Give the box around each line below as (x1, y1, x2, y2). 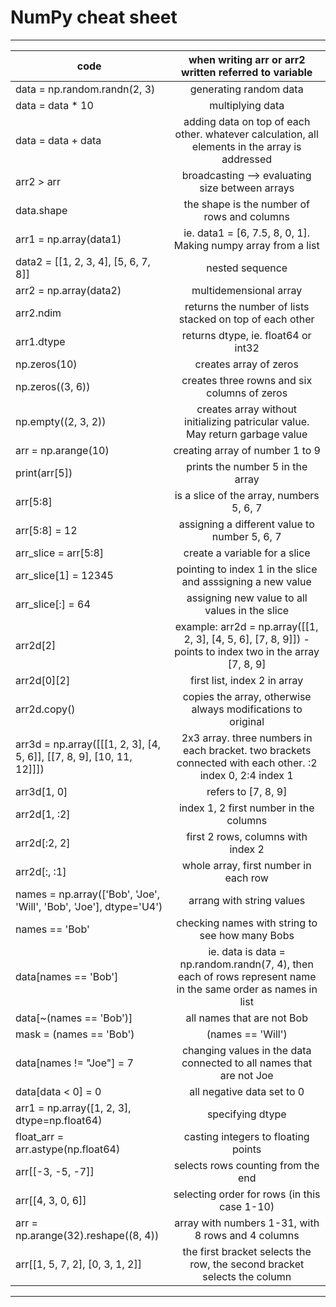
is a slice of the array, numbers (174, 488, 320, 502)
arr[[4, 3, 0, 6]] (15, 1193, 87, 1207)
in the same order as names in (176, 982, 318, 996)
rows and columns (203, 209, 290, 223)
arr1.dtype (15, 334, 66, 348)
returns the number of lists (184, 299, 310, 313)
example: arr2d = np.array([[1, (174, 619, 319, 633)
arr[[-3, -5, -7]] (15, 1164, 95, 1178)
